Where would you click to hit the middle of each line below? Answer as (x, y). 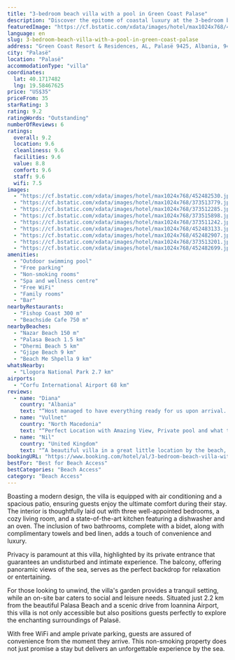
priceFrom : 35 (28, 99)
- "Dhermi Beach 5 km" (47, 346)
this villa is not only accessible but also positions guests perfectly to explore (117, 612)
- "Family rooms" (39, 294)
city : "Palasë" (29, 53)
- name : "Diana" (37, 398)
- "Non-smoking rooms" (47, 274)
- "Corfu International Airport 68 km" (72, 385)
